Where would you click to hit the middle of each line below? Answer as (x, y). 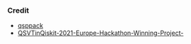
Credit (18, 10)
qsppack (30, 26)
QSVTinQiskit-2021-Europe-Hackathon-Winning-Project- (100, 33)
